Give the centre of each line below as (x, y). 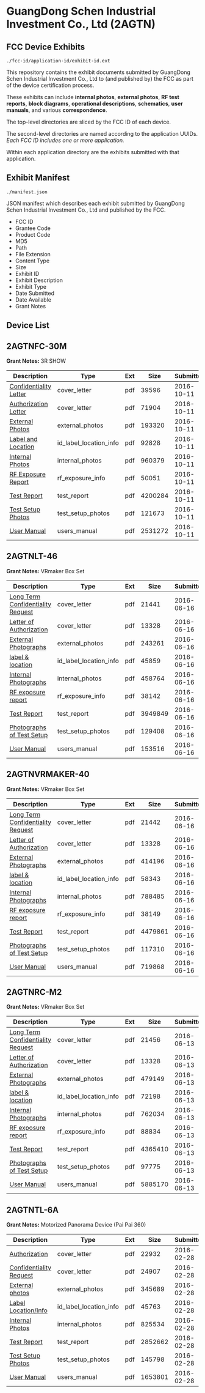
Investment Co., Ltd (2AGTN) (81, 24)
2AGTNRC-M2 (34, 992)
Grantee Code (33, 228)
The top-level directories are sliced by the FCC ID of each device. (89, 122)
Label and (23, 439)
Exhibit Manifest (38, 178)
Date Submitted (35, 293)
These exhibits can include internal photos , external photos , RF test (93, 97)
